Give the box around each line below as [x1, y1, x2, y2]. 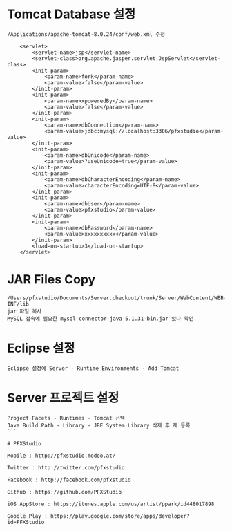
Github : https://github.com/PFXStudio [7, 488, 122, 495]
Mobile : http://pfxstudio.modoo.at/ [7, 452, 116, 459]
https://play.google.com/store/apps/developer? [50, 512, 190, 519]
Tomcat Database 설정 [7, 6, 136, 22]
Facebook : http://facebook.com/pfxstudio [7, 476, 131, 483]
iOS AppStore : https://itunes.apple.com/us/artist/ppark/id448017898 [7, 501, 215, 507]
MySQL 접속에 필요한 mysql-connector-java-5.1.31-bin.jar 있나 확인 [7, 315, 194, 322]
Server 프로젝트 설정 [7, 390, 119, 405]
